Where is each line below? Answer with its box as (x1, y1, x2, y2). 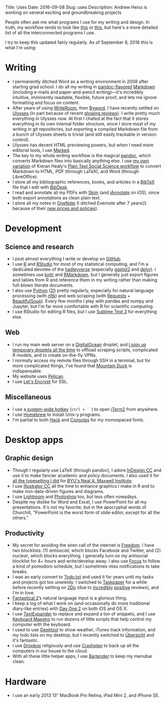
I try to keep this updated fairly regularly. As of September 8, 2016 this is (5, 39, 153, 45)
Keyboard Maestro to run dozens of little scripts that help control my (12, 616, 152, 622)
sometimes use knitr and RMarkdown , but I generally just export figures (12, 271, 159, 278)
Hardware (5, 676, 47, 687)
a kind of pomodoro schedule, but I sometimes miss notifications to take (12, 563, 160, 569)
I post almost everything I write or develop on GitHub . (12, 256, 122, 262)
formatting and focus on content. (12, 100, 80, 105)
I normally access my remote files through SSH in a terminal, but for (12, 357, 151, 363)
